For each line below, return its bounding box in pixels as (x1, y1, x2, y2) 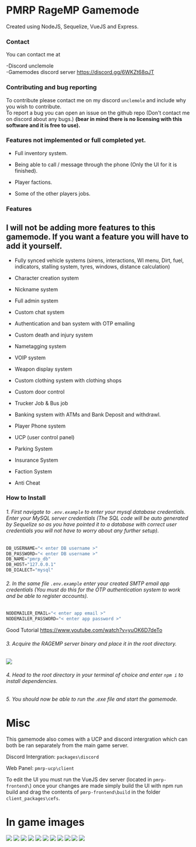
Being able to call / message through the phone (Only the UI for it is (14, 161, 177, 168)
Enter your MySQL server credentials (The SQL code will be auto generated (6, 515, 188, 522)
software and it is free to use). (6, 122, 81, 129)
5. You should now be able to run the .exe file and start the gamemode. (6, 695, 178, 703)
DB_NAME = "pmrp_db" (6, 556, 51, 562)
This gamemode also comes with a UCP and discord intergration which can (6, 735, 188, 743)
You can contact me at (6, 51, 60, 58)
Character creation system (14, 274, 79, 281)
